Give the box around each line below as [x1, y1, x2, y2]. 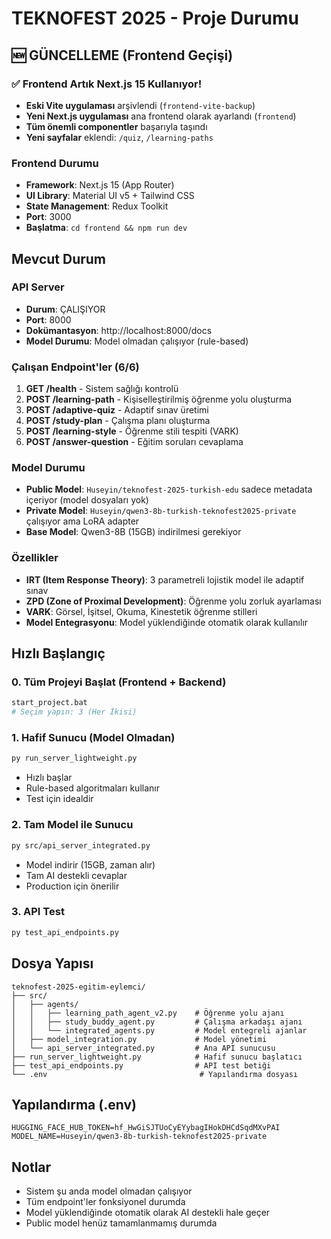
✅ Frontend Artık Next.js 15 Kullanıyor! [11, 77, 203, 91]
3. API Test [11, 905, 65, 919]
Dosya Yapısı [11, 955, 94, 972]
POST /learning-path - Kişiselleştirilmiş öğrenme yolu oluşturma [25, 393, 293, 406]
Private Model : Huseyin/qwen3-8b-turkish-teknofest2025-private [25, 505, 297, 517]
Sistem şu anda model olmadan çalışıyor [25, 1185, 193, 1197]
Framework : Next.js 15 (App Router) [25, 179, 175, 191]
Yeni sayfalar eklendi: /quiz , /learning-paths [25, 131, 214, 143]
